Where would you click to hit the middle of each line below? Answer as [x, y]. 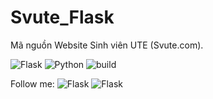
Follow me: [32, 83]
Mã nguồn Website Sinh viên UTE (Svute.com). [107, 45]
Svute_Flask [62, 17]
